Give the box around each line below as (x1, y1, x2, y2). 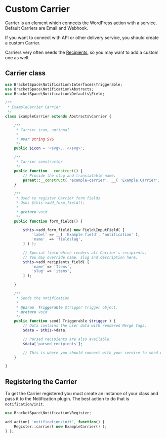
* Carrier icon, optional (16, 127, 70, 132)
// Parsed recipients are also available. (23, 337, 112, 342)
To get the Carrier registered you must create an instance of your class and (5, 391, 159, 397)
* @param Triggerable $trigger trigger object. (16, 305, 119, 310)
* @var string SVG (16, 137, 54, 142)
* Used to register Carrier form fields (16, 196, 100, 201)
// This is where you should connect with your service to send (23, 350, 158, 355)
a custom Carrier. (5, 40, 41, 45)
